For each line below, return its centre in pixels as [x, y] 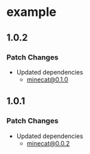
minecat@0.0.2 [48, 143]
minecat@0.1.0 [47, 79]
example [32, 12]
